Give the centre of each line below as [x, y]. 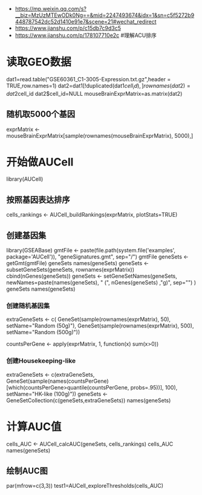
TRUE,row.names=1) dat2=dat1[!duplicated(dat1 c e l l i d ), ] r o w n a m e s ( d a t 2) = [98, 86]
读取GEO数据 [39, 62]
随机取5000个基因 [41, 114]
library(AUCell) [25, 179]
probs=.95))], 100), [154, 387]
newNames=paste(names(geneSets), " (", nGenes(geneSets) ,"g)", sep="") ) [101, 283]
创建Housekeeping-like [41, 361]
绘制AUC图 [27, 471]
